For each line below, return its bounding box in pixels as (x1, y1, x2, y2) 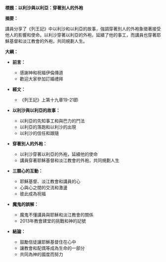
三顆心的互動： (12, 168, 43, 174)
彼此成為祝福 (19, 191, 46, 197)
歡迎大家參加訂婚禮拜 (19, 76, 63, 82)
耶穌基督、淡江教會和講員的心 (19, 178, 81, 184)
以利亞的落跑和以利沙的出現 (19, 124, 77, 130)
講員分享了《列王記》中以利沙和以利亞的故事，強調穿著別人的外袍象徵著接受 (5, 26, 161, 32)
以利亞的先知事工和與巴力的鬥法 (19, 118, 85, 124)
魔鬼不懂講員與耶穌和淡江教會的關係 (19, 212, 94, 218)
